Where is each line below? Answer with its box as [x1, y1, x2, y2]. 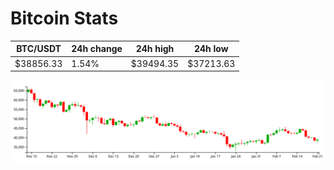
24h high [135, 43, 175, 55]
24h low [193, 43, 229, 55]
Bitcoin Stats [10, 7, 119, 30]
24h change [71, 43, 123, 55]
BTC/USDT [16, 43, 62, 55]
